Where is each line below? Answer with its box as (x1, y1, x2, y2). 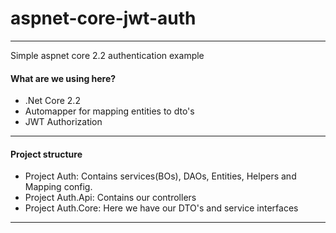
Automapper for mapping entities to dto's (24, 105, 195, 117)
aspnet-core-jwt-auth (10, 7, 197, 30)
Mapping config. (24, 181, 93, 193)
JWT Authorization (24, 116, 103, 128)
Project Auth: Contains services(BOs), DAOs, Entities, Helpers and (24, 170, 297, 182)
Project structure (10, 148, 83, 160)
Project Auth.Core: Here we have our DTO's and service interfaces (24, 202, 299, 214)
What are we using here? (10, 72, 117, 84)
